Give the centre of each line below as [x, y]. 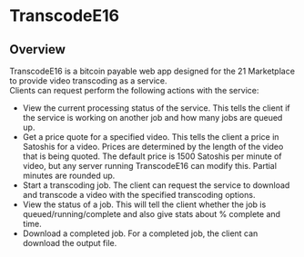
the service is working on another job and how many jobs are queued [152, 118]
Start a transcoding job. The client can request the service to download [156, 185]
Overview [38, 49]
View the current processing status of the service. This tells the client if [156, 108]
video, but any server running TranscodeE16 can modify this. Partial [150, 166]
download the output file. [70, 243]
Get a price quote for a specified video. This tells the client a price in [151, 137]
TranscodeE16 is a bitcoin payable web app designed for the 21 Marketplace [152, 71]
